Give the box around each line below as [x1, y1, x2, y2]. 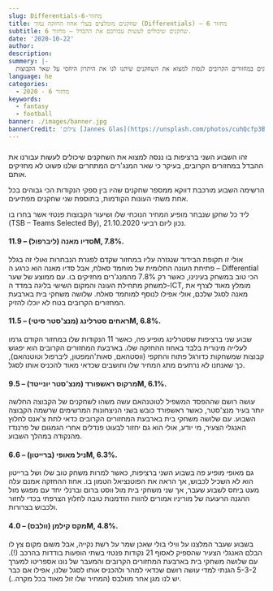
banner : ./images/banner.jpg [8, 118, 107, 126]
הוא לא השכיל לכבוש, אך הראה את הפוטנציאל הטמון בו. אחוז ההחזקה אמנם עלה [8, 477, 253, 486]
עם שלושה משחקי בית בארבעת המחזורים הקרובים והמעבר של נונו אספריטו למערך [8, 556, 258, 566]
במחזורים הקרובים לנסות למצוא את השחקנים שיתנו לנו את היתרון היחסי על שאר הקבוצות [15, 65, 253, 73]
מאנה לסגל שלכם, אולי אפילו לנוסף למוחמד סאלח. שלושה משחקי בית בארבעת [8, 289, 249, 299]
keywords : [8, 95, 42, 103]
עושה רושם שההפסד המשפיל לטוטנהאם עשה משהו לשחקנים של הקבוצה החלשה [8, 397, 256, 407]
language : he [8, 72, 53, 80]
